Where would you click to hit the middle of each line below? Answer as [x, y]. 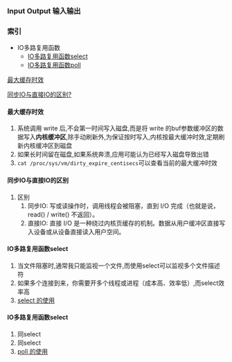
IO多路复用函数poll [54, 65]
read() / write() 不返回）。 [63, 214]
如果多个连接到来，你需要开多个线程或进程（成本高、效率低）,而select [118, 283]
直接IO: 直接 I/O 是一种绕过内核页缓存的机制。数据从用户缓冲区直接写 [126, 223]
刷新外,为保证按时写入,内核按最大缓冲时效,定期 [152, 137]
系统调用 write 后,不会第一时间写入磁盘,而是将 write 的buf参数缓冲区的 [117, 128]
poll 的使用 [33, 352]
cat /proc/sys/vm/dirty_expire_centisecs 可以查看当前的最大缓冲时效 [117, 163]
